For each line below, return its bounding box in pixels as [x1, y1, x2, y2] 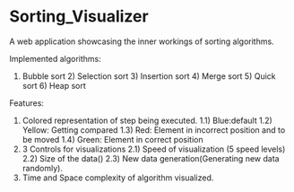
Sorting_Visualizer [9, 6, 150, 27]
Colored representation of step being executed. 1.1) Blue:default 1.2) [22, 115, 273, 126]
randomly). [22, 162, 63, 173]
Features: [9, 97, 45, 109]
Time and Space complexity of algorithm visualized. [22, 172, 214, 183]
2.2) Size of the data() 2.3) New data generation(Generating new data [22, 153, 280, 163]
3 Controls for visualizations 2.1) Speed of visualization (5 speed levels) [22, 144, 286, 154]
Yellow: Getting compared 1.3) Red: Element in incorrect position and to [22, 124, 286, 135]
